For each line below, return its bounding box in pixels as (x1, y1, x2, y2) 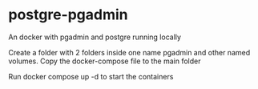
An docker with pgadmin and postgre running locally (8, 32, 182, 42)
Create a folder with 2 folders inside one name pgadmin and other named (8, 47, 251, 57)
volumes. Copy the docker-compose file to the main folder (8, 56, 201, 66)
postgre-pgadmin (8, 6, 128, 24)
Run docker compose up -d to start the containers (8, 71, 174, 81)
